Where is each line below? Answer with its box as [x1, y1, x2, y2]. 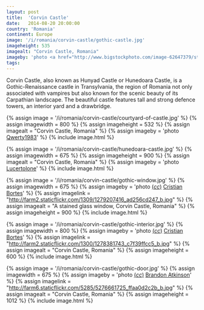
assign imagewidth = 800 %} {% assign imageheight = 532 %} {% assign [6, 120, 190, 128]
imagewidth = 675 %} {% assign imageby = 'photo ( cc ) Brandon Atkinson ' [6, 271, 192, 278]
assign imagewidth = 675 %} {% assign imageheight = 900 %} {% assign [6, 151, 190, 159]
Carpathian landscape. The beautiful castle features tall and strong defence [6, 95, 195, 103]
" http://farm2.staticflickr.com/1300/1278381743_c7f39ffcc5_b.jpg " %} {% [6, 239, 190, 247]
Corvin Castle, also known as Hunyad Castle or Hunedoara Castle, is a [6, 77, 182, 84]
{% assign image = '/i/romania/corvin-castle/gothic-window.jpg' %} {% [6, 176, 185, 184]
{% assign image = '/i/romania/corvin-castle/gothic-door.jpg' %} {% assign [6, 264, 195, 272]
